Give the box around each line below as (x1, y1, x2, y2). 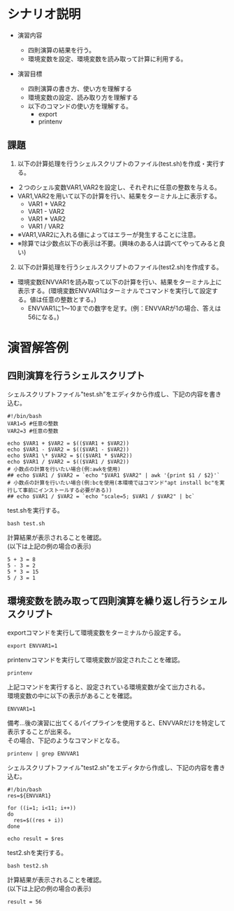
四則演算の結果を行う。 (27, 46, 96, 54)
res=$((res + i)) (13, 816, 64, 824)
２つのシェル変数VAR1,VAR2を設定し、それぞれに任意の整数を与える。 (17, 183, 221, 191)
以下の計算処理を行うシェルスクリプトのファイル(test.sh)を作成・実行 (17, 159, 219, 168)
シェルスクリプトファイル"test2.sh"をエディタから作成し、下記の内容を (7, 763, 213, 771)
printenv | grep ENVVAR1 (7, 750, 80, 757)
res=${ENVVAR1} (7, 792, 52, 799)
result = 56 (7, 898, 42, 905)
